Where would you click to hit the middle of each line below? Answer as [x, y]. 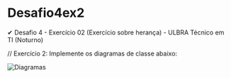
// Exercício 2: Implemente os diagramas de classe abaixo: [92, 53]
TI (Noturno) [26, 39]
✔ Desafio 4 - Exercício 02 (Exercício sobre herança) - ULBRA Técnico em [116, 32]
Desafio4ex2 [46, 13]
